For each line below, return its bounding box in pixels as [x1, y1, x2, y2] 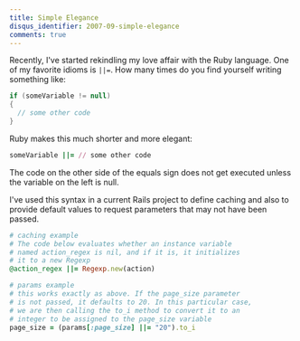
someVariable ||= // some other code [9, 150, 152, 159]
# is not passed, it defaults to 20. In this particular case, [9, 298, 253, 307]
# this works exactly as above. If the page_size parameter [9, 289, 241, 298]
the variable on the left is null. [9, 176, 119, 187]
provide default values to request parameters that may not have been [9, 204, 267, 214]
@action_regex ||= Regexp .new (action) [9, 264, 155, 274]
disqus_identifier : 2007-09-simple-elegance [9, 22, 180, 31]
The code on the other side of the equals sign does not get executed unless [9, 166, 292, 177]
